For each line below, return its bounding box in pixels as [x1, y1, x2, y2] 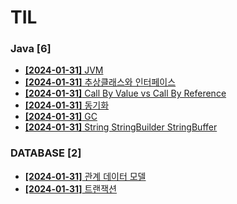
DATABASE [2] [10, 146, 82, 160]
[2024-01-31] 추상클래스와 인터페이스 [24, 76, 177, 88]
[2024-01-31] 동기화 [24, 99, 110, 111]
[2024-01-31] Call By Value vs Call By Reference [24, 87, 227, 100]
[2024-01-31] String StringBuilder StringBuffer [24, 121, 218, 133]
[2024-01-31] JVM [24, 64, 104, 76]
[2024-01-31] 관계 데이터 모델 [24, 170, 147, 182]
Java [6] [10, 42, 52, 56]
